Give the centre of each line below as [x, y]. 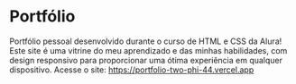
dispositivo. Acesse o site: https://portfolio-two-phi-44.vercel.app [132, 70]
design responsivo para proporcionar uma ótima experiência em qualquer [146, 60]
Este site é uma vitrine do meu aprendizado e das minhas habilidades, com [148, 50]
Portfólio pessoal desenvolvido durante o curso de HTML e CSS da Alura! [146, 41]
